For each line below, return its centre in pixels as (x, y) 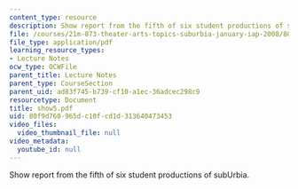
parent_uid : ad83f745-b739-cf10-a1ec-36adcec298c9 (105, 91)
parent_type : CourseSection (61, 83)
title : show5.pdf (41, 108)
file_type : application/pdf (61, 42)
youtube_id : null (49, 149)
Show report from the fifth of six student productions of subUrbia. (129, 175)
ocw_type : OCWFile (43, 67)
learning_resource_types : (57, 51)
